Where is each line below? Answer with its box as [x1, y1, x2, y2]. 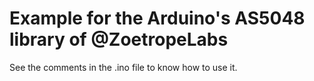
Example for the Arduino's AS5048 [9, 7, 306, 30]
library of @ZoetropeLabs [9, 28, 229, 51]
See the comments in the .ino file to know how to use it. [9, 61, 238, 73]
